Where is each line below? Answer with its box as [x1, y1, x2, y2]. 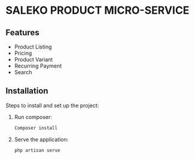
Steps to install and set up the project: [5, 102, 99, 109]
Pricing [14, 50, 32, 57]
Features [5, 27, 39, 38]
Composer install [14, 125, 58, 131]
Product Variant [14, 56, 53, 63]
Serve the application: [14, 136, 69, 143]
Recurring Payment [14, 62, 62, 69]
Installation [5, 86, 48, 96]
